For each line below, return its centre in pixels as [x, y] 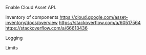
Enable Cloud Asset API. [31, 7]
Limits [12, 48]
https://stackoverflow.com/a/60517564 [100, 23]
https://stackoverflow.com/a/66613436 [47, 28]
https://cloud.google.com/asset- [94, 17]
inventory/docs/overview [32, 23]
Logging [14, 38]
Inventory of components [32, 17]
